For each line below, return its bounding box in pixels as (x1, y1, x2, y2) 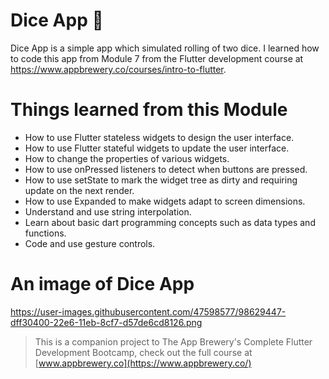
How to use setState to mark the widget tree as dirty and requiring (24, 174, 298, 186)
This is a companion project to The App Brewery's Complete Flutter (34, 335, 313, 348)
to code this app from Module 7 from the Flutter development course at (10, 52, 304, 64)
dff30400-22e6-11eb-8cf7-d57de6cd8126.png (10, 316, 203, 328)
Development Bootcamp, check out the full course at (34, 346, 253, 358)
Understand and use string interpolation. (24, 205, 192, 218)
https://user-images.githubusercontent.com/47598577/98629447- (10, 305, 287, 318)
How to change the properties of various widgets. (24, 152, 230, 164)
